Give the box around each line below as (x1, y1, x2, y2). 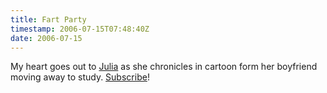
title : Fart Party (10, 14, 87, 25)
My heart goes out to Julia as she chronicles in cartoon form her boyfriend (10, 61, 318, 73)
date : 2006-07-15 (10, 33, 83, 43)
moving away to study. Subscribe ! (10, 71, 150, 83)
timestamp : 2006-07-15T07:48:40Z (10, 24, 150, 34)
